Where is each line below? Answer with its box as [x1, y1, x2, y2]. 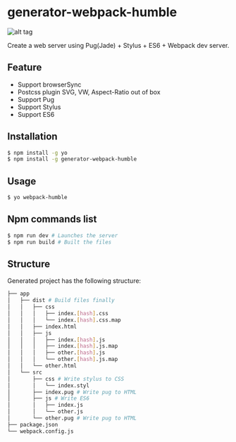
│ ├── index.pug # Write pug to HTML [7, 389, 137, 396]
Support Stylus [17, 103, 61, 111]
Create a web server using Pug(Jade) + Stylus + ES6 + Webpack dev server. [7, 41, 230, 49]
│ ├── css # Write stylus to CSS [7, 375, 125, 382]
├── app [7, 290, 30, 298]
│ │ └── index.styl [7, 381, 90, 389]
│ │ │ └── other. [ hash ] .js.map [7, 356, 118, 363]
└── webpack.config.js [7, 427, 74, 435]
